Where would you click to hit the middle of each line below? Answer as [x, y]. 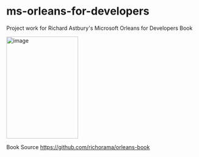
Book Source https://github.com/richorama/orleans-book [78, 147]
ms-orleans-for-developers [78, 11]
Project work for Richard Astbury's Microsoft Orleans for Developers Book [99, 28]
